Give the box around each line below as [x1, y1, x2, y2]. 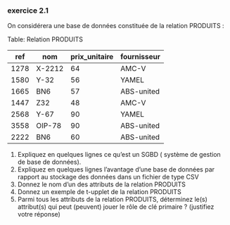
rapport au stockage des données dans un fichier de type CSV [17, 173, 199, 181]
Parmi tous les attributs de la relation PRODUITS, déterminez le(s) [17, 195, 207, 204]
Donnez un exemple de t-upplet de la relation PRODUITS [17, 188, 181, 196]
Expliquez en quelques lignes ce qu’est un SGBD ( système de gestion [17, 150, 222, 159]
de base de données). [17, 157, 82, 167]
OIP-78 [36, 121, 62, 131]
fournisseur [120, 52, 160, 62]
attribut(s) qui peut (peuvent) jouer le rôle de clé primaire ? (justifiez [17, 202, 215, 211]
